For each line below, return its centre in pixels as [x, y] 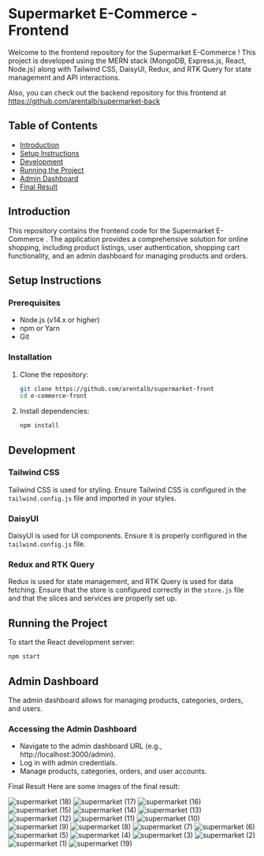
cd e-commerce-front [53, 396]
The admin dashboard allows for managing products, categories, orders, [126, 700]
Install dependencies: [54, 411]
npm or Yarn [40, 329]
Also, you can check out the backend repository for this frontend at [117, 92]
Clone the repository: [54, 374]
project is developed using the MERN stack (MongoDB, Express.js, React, [127, 61]
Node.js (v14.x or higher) [59, 320]
